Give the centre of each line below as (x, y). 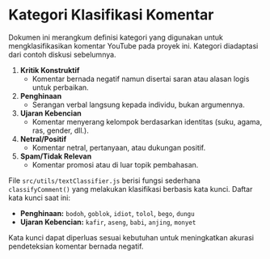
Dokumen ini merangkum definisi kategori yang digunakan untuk (116, 37)
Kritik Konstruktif (50, 70)
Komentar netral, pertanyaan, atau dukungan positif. (119, 147)
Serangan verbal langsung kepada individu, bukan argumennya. (138, 104)
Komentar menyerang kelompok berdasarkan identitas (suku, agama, (147, 121)
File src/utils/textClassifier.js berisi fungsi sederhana (104, 180)
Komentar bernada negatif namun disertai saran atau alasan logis (141, 79)
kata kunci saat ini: (40, 197)
